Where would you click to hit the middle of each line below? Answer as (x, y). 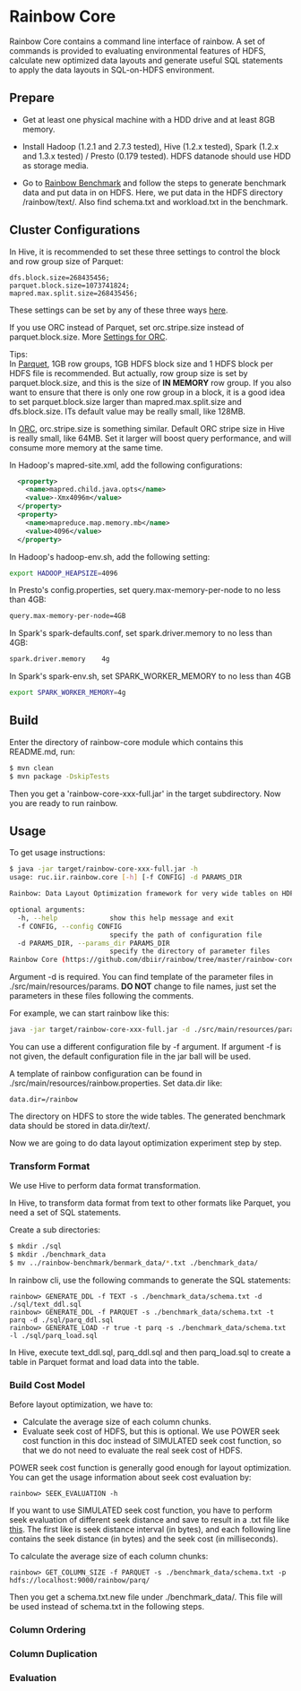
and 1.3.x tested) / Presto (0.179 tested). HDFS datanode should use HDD (156, 156)
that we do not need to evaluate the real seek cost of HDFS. (133, 1451)
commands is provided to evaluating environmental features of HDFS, (138, 50)
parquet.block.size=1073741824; (69, 285)
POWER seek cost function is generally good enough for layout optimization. (150, 1468)
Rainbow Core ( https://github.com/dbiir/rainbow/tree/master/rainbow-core (152, 960)
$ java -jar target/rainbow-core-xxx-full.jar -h (104, 869)
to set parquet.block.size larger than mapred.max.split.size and (125, 401)
